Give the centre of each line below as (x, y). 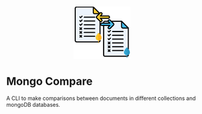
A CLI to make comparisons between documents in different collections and (101, 98)
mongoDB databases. (33, 104)
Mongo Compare (49, 82)
